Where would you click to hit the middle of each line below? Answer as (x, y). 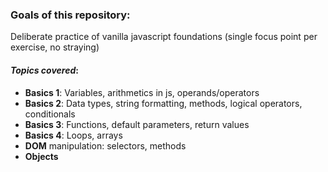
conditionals (50, 114)
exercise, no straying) (55, 47)
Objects (41, 156)
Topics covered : (44, 70)
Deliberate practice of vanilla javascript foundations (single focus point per (164, 37)
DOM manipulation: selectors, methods (105, 145)
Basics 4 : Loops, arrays (73, 135)
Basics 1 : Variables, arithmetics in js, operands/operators (142, 92)
